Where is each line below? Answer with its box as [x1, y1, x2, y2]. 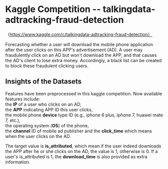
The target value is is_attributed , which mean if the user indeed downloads [5, 143, 161, 149]
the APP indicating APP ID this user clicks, [5, 106, 93, 112]
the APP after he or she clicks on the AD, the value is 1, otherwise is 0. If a [5, 148, 158, 154]
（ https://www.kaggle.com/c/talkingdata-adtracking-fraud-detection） [5, 31, 152, 37]
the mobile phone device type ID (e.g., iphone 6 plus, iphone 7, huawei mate [5, 112, 163, 118]
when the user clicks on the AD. [5, 133, 71, 139]
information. [5, 159, 31, 165]
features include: [5, 96, 40, 102]
